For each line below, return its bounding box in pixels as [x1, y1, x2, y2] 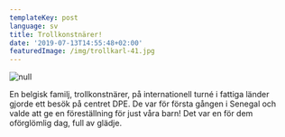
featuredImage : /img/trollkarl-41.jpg [9, 47, 155, 56]
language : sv [9, 22, 59, 31]
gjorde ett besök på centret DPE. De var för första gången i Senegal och [9, 98, 277, 109]
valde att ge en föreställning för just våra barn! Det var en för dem [9, 108, 253, 119]
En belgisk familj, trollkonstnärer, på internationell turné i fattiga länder [9, 89, 270, 100]
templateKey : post [9, 13, 78, 23]
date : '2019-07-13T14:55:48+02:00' [9, 38, 143, 48]
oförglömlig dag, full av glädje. [9, 118, 123, 129]
